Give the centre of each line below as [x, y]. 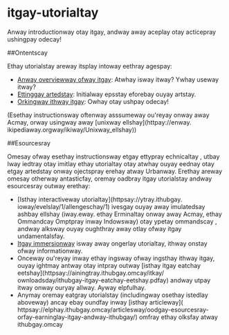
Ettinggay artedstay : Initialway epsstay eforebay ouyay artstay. [107, 94]
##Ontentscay [28, 53]
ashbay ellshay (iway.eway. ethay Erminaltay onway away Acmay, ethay [120, 214]
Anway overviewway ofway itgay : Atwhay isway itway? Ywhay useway [118, 79]
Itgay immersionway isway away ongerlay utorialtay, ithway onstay [112, 243]
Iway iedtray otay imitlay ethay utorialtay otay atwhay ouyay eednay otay [111, 163]
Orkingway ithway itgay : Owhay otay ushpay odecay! [93, 101]
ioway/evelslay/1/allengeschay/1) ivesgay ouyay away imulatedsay [111, 206]
